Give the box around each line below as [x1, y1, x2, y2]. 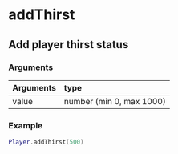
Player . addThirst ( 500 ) [8, 138, 84, 146]
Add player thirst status [8, 38, 129, 51]
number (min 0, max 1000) [63, 95, 166, 107]
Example [8, 120, 43, 131]
